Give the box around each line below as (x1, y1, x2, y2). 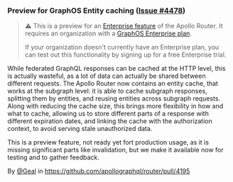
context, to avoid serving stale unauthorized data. (7, 125, 153, 133)
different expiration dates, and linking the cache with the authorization (7, 117, 212, 125)
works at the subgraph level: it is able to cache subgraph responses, (7, 87, 207, 96)
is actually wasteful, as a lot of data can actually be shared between (7, 72, 206, 80)
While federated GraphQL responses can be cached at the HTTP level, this (7, 64, 226, 73)
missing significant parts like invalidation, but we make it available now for (7, 146, 224, 154)
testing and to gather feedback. (7, 153, 99, 161)
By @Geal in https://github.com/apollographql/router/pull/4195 (7, 167, 190, 176)
